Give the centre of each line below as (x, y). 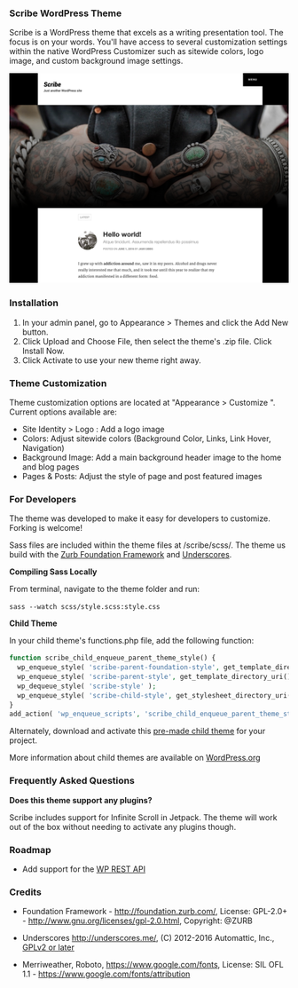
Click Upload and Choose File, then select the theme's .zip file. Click (147, 341)
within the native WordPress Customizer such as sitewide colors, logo (137, 51)
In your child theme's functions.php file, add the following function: (132, 641)
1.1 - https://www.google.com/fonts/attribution (106, 974)
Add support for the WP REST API (84, 869)
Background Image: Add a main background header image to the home (152, 457)
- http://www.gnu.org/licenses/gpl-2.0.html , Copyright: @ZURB (137, 921)
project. (24, 740)
